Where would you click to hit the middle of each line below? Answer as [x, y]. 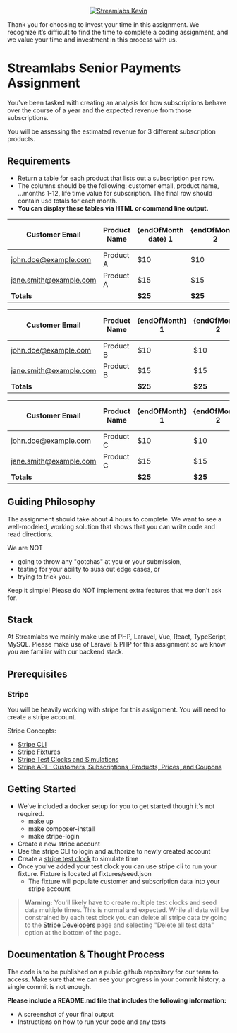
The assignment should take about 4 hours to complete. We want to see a [115, 519]
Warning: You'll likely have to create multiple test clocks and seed [121, 902]
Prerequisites [37, 674]
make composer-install [61, 828]
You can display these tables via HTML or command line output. [113, 208]
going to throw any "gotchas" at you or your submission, [99, 561]
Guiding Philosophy [51, 502]
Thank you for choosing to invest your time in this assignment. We [103, 24]
